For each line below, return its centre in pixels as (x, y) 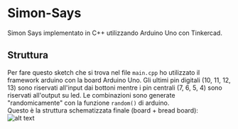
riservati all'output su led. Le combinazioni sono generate (91, 95)
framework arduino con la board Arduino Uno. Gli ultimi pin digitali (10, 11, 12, (119, 80)
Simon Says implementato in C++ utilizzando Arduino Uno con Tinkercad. (115, 33)
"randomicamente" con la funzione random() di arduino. (88, 103)
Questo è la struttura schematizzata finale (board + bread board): (103, 110)
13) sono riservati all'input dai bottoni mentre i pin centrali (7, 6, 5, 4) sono (115, 88)
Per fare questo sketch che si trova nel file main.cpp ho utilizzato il (104, 72)
